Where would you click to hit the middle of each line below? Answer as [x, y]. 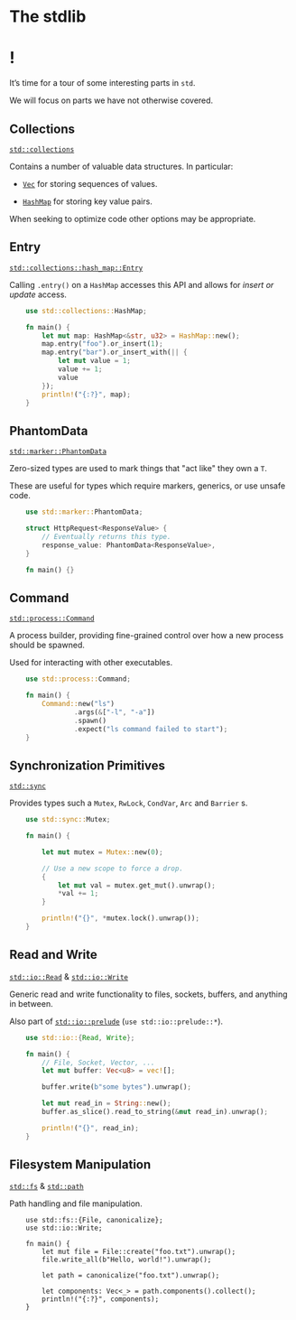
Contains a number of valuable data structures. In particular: [121, 166]
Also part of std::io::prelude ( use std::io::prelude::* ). [116, 1021]
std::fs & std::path [46, 1186]
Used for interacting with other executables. [91, 663]
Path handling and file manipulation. [76, 1204]
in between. [31, 1003]
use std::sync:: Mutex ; [68, 820]
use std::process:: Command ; [78, 679]
